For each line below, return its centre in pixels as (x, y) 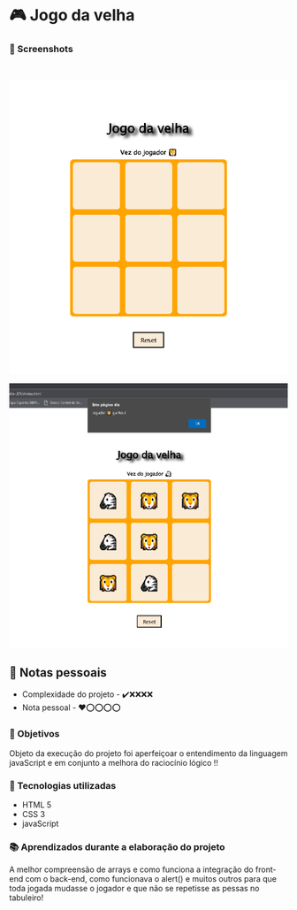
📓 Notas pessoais (58, 673)
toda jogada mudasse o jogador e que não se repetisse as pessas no (134, 889)
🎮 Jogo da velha (72, 15)
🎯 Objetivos (34, 734)
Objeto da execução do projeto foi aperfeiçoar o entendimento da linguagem (148, 753)
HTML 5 (37, 805)
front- (266, 869)
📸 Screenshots (41, 50)
